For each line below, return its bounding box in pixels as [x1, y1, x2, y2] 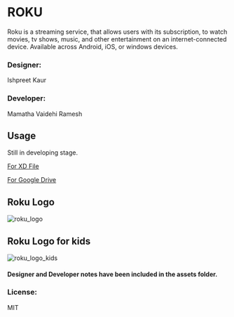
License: [7, 287, 37, 297]
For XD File [7, 162, 40, 171]
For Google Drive [7, 176, 57, 184]
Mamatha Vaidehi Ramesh [7, 110, 83, 118]
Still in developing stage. [7, 148, 78, 157]
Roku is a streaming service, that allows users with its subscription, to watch [7, 27, 228, 36]
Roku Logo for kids [7, 235, 91, 247]
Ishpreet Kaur [7, 76, 47, 84]
